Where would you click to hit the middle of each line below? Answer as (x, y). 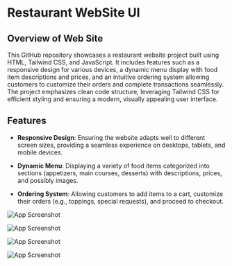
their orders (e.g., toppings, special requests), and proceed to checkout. (121, 201)
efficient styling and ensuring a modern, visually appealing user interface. (113, 99)
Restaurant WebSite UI (74, 13)
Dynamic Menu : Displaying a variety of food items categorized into (113, 166)
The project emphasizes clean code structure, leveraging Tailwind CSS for (114, 92)
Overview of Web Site (55, 38)
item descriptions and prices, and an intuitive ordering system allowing (108, 77)
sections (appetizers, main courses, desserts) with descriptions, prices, (119, 173)
